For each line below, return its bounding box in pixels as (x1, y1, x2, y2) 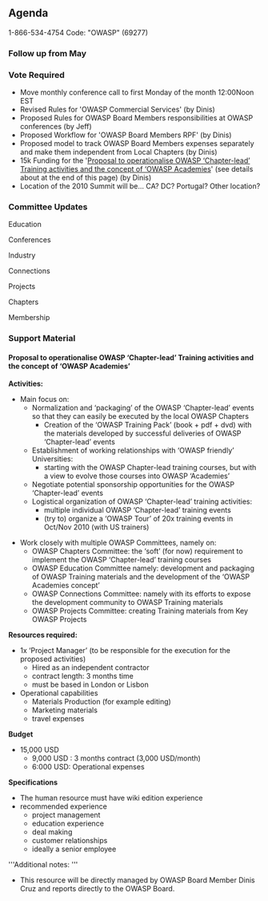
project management (31, 810, 101, 820)
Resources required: (8, 630, 78, 640)
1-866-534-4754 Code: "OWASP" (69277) (8, 27, 148, 37)
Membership (8, 313, 50, 323)
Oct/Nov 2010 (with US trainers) (43, 522, 150, 532)
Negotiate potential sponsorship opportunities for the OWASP (31, 480, 234, 489)
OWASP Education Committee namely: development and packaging (31, 563, 254, 573)
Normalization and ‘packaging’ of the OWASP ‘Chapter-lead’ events (31, 403, 254, 412)
